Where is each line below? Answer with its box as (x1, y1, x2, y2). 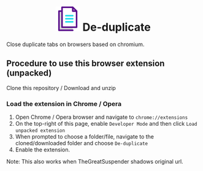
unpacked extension (15, 127, 66, 134)
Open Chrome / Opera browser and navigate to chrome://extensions (15, 113, 188, 121)
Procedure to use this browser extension (6, 58, 165, 69)
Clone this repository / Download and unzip (6, 84, 117, 91)
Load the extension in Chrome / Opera (6, 99, 121, 108)
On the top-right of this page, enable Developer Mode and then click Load (15, 120, 197, 127)
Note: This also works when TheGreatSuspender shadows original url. (6, 158, 183, 165)
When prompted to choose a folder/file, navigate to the (15, 133, 155, 140)
